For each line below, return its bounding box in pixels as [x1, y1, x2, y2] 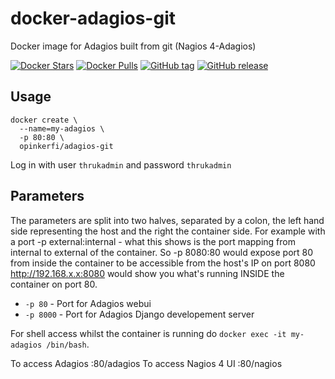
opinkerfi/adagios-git [19, 141, 114, 151]
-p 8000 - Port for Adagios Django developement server [24, 308, 255, 320]
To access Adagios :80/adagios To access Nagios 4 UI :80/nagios [10, 357, 283, 369]
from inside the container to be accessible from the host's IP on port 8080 [10, 257, 316, 269]
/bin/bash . [46, 338, 90, 350]
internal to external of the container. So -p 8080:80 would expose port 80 [10, 246, 314, 258]
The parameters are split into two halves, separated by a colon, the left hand [10, 214, 325, 226]
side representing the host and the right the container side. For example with [10, 225, 326, 237]
